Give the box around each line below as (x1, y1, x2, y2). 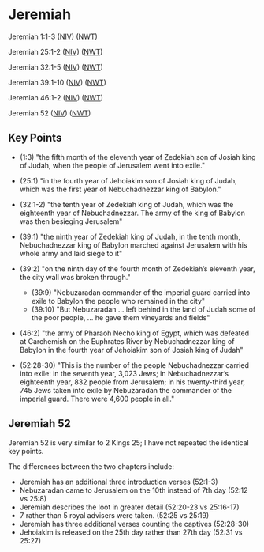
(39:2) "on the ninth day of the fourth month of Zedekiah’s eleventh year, (19, 263, 255, 274)
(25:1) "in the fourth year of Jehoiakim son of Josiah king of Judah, (19, 176, 238, 185)
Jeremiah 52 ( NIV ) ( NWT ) (8, 108, 91, 118)
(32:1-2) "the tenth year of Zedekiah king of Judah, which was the (19, 199, 234, 209)
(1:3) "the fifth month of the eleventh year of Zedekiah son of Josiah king (19, 152, 256, 161)
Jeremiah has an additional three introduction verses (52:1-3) (19, 477, 218, 486)
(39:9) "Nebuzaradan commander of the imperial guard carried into (31, 287, 251, 297)
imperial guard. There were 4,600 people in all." (19, 394, 175, 403)
